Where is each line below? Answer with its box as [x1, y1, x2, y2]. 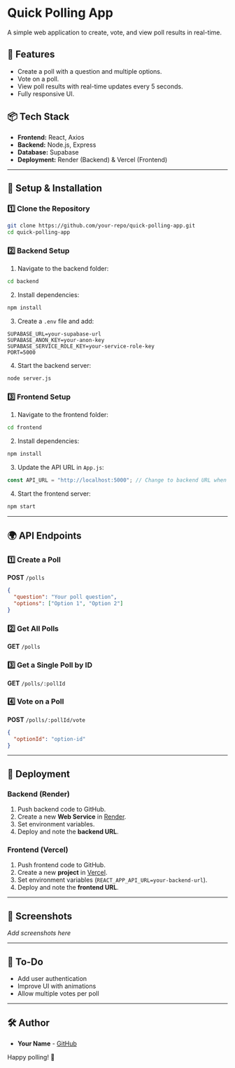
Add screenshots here [7, 929, 71, 937]
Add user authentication [17, 975, 87, 983]
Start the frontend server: [17, 489, 91, 498]
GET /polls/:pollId [7, 679, 66, 687]
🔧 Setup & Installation [7, 182, 103, 194]
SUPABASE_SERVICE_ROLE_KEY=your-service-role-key [7, 343, 155, 350]
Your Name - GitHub [17, 1039, 77, 1048]
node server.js [7, 375, 52, 382]
